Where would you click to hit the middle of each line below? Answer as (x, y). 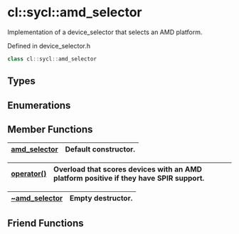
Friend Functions (46, 223)
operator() (29, 174)
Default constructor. (100, 149)
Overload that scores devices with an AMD (128, 169)
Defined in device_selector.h (49, 46)
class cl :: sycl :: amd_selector (52, 59)
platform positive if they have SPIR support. (129, 179)
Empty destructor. (101, 198)
